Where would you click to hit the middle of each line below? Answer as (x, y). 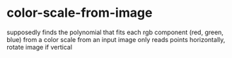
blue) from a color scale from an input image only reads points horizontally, (116, 39)
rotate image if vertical (39, 47)
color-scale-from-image (80, 13)
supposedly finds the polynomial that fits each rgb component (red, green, (115, 32)
